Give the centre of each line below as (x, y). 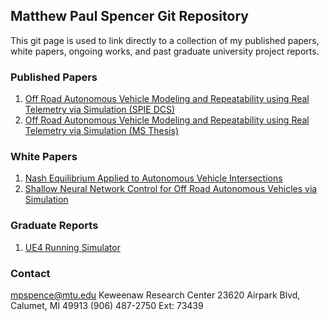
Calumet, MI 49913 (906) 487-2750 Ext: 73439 (107, 305)
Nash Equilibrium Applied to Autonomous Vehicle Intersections (153, 178)
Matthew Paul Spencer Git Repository (129, 16)
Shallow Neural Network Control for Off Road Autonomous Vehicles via (171, 189)
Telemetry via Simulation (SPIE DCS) (100, 110)
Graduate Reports (54, 226)
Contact (30, 273)
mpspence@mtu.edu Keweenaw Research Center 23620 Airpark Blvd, (155, 295)
